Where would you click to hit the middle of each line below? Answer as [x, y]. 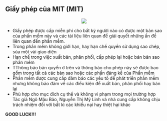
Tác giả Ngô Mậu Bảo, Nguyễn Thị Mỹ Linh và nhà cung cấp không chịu [86, 99]
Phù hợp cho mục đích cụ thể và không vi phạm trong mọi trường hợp [84, 94]
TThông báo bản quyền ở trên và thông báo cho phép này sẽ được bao [85, 67]
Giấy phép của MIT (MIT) [44, 9]
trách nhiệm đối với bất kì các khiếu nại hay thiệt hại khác [71, 105]
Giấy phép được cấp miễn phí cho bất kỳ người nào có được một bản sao [87, 30]
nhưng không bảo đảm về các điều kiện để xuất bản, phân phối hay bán [86, 83]
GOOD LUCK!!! [21, 114]
